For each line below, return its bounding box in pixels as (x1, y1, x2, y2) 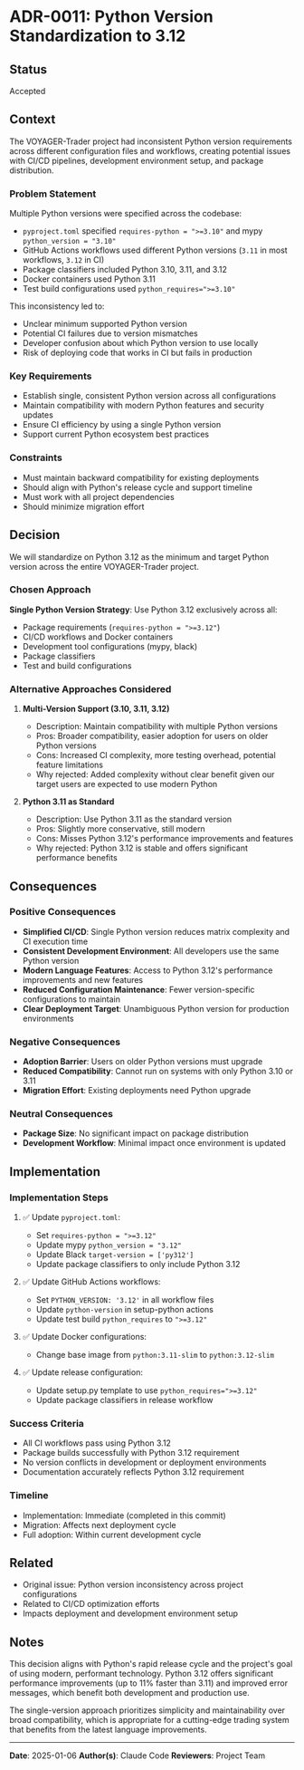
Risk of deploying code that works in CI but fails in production (22, 347, 252, 359)
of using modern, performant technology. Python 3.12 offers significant (9, 1669, 274, 1679)
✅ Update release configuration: (22, 1367, 143, 1378)
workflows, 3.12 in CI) (22, 255, 105, 265)
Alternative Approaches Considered (9, 682, 172, 695)
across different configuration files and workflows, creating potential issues (9, 145, 291, 156)
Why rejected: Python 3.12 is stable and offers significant (35, 842, 249, 853)
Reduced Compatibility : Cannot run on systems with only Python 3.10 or (22, 1066, 294, 1077)
